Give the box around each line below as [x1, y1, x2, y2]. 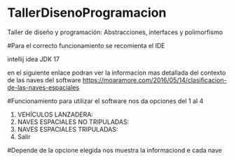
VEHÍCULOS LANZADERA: [17, 110, 93, 118]
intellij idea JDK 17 [7, 54, 60, 63]
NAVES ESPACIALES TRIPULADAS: [17, 125, 118, 133]
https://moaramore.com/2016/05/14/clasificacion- [83, 75, 227, 84]
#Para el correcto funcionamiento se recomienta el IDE [7, 41, 165, 49]
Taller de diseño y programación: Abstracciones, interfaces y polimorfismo [7, 28, 223, 36]
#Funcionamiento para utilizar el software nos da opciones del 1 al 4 [7, 96, 204, 105]
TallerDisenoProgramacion [7, 5, 167, 21]
